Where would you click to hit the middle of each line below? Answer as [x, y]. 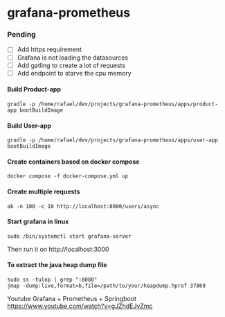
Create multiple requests [44, 191]
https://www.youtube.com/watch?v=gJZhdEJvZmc [80, 306]
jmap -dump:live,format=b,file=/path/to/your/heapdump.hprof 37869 [107, 286]
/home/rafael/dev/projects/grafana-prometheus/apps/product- [128, 104]
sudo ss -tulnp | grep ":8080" [52, 280]
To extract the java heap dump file [57, 265]
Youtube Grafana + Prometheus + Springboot [72, 298]
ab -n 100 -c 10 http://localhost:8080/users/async [83, 206]
